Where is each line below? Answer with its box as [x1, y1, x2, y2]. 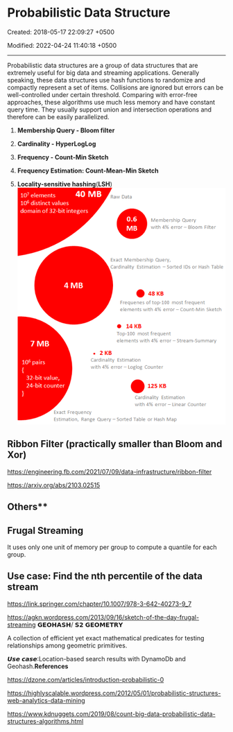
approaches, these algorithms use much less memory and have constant [7, 98, 216, 106]
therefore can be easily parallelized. [7, 112, 110, 121]
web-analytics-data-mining [7, 696, 85, 704]
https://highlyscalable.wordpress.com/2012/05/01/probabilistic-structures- [7, 688, 221, 697]
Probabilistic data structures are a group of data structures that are [7, 61, 198, 69]
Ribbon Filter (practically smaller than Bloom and [7, 438, 223, 450]
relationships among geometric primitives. [7, 641, 128, 650]
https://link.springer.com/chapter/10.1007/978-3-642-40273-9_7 [7, 600, 192, 608]
